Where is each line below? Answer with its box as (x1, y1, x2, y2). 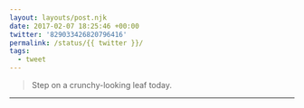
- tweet (17, 55, 47, 64)
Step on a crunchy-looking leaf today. (31, 80, 173, 90)
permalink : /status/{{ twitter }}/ (9, 38, 144, 48)
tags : (9, 47, 30, 56)
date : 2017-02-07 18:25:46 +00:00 (9, 22, 140, 31)
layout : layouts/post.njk (9, 13, 107, 22)
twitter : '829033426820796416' (9, 30, 128, 39)
